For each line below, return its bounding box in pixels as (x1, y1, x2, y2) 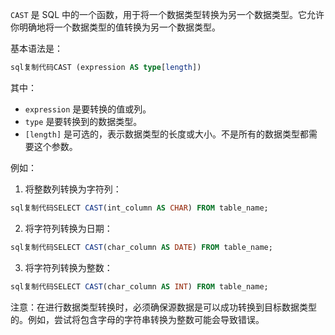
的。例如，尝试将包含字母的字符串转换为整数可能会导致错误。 (10, 313, 265, 325)
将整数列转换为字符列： (24, 183, 122, 195)
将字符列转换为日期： (24, 222, 113, 234)
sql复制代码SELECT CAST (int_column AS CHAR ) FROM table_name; (10, 203, 269, 213)
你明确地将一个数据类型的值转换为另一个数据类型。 (10, 21, 221, 33)
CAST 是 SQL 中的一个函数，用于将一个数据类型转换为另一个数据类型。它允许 (10, 9, 325, 20)
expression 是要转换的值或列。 (24, 103, 152, 115)
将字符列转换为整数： (24, 261, 113, 273)
